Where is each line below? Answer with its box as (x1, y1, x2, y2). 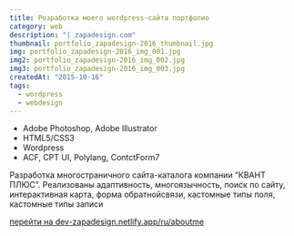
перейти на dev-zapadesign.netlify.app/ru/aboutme (9, 216, 205, 228)
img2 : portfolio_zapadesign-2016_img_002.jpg (9, 56, 185, 65)
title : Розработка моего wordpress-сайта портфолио (9, 13, 209, 23)
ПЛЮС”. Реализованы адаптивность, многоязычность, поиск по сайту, (9, 180, 286, 190)
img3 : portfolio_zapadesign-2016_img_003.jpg (9, 65, 185, 74)
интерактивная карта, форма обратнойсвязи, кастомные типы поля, (9, 189, 276, 200)
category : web (9, 22, 64, 31)
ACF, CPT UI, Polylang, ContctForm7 (22, 152, 160, 163)
